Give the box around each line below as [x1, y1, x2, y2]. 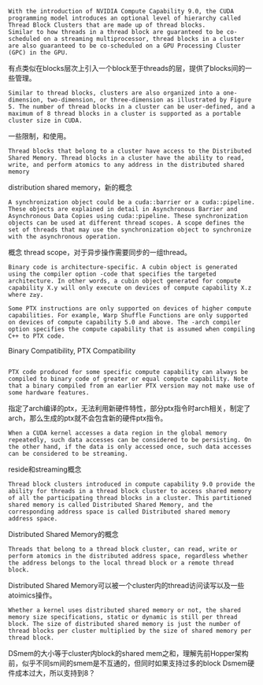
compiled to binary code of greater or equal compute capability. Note [8, 375, 248, 383]
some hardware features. [8, 389, 90, 397]
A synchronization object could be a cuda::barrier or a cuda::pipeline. [8, 198, 256, 206]
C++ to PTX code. [8, 332, 65, 340]
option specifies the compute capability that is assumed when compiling [8, 325, 256, 333]
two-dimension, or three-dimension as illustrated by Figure [46, 96, 252, 104]
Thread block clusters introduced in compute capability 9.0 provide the [8, 480, 256, 488]
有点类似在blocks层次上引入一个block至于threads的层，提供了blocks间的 [8, 64, 246, 72]
